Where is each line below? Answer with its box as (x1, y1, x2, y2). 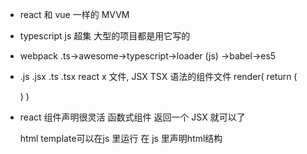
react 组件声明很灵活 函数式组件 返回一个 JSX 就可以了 (19, 111, 246, 123)
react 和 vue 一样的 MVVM (19, 9, 130, 20)
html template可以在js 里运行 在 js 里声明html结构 (19, 133, 223, 144)
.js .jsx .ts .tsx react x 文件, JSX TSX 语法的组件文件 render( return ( (19, 71, 298, 82)
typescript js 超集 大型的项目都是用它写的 (19, 30, 191, 42)
